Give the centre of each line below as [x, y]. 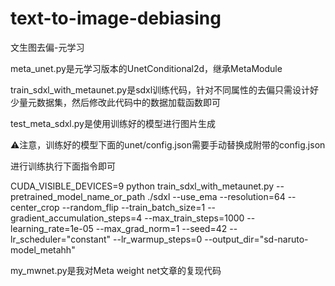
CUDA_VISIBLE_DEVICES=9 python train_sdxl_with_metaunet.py [142, 186]
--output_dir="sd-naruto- [256, 239]
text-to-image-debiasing [116, 18]
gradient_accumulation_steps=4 [76, 218]
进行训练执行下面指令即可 [63, 166]
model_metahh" [43, 249]
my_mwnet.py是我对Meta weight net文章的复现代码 [116, 270]
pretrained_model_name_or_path [78, 196]
